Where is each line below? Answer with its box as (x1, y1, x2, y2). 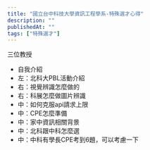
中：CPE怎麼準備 (17, 109, 68, 118)
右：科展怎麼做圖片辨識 (17, 92, 86, 100)
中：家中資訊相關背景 (17, 118, 80, 127)
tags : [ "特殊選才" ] (7, 30, 61, 37)
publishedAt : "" (7, 23, 55, 30)
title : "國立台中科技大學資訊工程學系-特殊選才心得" (7, 10, 144, 18)
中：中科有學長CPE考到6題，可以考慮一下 (17, 135, 139, 144)
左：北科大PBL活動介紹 (17, 74, 85, 82)
